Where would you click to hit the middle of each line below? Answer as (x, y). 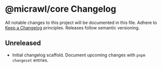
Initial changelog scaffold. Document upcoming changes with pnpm (79, 55)
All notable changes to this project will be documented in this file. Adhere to (81, 23)
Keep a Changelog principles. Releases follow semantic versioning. (72, 27)
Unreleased (23, 43)
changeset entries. (30, 60)
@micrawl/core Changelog (61, 9)
